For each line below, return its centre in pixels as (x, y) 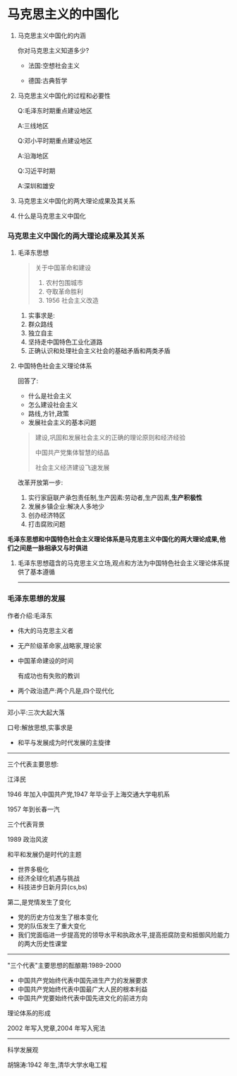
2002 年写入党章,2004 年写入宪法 (56, 1028)
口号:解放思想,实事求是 (40, 727)
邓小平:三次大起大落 (36, 712)
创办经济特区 (47, 515)
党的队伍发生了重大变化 (51, 926)
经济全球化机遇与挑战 (48, 878)
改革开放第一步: (40, 482)
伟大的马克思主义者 (45, 630)
